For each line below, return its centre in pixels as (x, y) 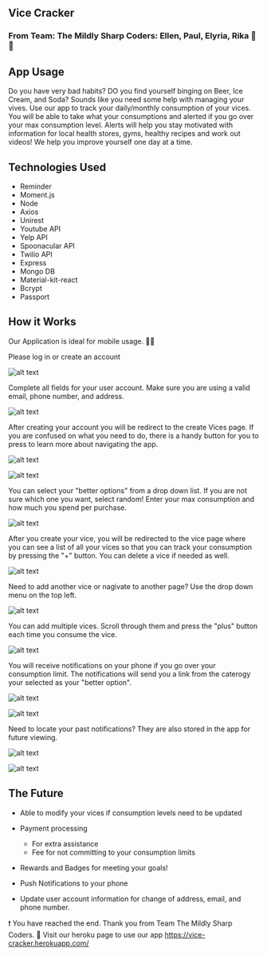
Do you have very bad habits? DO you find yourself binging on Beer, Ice (126, 91)
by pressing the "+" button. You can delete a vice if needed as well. (119, 556)
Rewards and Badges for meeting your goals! (94, 867)
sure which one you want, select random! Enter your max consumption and (132, 499)
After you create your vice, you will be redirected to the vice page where (127, 538)
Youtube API (40, 229)
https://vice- (185, 934)
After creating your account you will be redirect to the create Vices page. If (131, 427)
